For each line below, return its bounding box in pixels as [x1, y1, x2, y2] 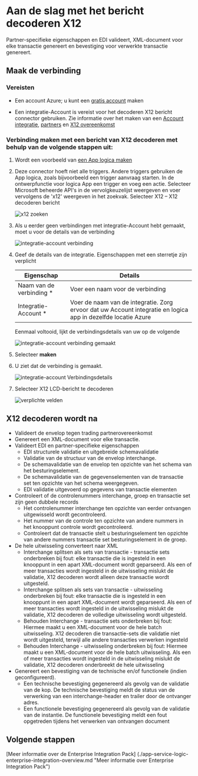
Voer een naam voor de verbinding [70, 285, 166, 293]
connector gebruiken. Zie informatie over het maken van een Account [14, 114, 184, 121]
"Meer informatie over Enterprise [94, 757, 174, 764]
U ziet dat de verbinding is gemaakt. [14, 362, 103, 369]
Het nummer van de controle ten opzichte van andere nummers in [23, 517, 184, 524]
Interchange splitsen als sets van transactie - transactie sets [23, 548, 170, 555]
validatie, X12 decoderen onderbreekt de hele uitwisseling [23, 661, 165, 668]
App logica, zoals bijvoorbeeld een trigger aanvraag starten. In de [14, 174, 174, 181]
